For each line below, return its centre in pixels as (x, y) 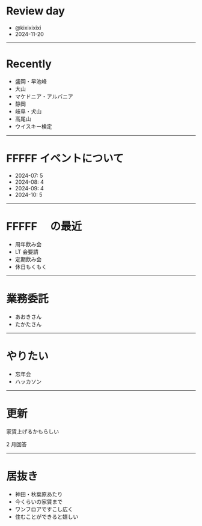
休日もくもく (31, 267)
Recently (29, 64)
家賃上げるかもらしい (32, 431)
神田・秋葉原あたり (39, 494)
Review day (35, 11)
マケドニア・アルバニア (44, 96)
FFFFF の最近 (44, 226)
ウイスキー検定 (33, 126)
